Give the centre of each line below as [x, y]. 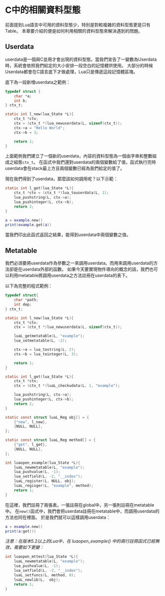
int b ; [21, 101]
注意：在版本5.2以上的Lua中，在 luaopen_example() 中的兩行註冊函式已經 [80, 541]
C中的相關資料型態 [43, 10]
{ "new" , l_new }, [31, 422]
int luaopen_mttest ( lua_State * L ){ [42, 557]
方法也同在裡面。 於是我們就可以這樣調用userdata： [58, 517]
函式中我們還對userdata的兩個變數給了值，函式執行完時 [99, 162]
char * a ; [23, 96]
